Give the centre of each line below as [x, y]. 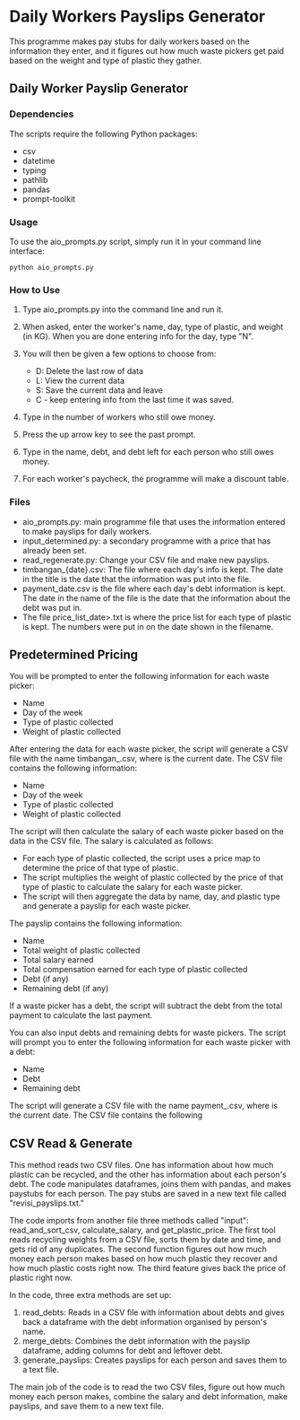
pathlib [35, 179]
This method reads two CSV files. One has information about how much [141, 1165]
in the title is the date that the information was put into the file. [137, 579]
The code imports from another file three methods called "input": [129, 1221]
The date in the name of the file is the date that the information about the [156, 597]
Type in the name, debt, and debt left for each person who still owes [148, 452]
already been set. [54, 550]
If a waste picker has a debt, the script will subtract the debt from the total [146, 1006]
